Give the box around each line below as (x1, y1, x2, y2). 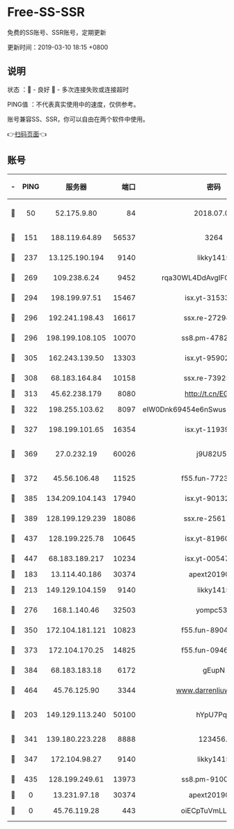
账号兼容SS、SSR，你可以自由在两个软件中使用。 (7, 114, 149, 123)
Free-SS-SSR (7, 4, 85, 20)
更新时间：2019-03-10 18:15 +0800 (7, 43, 109, 51)
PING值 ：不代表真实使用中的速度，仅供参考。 (7, 100, 140, 108)
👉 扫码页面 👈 (7, 130, 47, 138)
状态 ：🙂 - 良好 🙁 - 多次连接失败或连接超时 (7, 85, 129, 94)
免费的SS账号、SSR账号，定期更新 (7, 28, 107, 36)
